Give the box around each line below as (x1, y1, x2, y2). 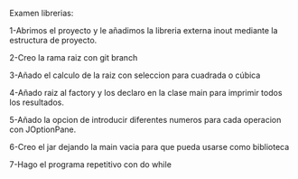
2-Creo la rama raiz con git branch (9, 52, 138, 62)
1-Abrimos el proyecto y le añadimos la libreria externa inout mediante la (9, 25, 278, 35)
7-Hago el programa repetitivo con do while (9, 159, 172, 170)
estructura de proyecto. (9, 35, 98, 45)
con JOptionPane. (9, 124, 77, 135)
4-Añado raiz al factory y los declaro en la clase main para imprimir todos (9, 88, 283, 98)
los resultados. (9, 97, 65, 108)
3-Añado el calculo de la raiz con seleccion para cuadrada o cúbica (9, 70, 261, 80)
